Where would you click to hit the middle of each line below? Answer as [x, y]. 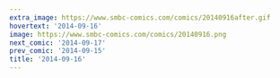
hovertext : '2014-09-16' [56, 26]
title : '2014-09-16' [48, 59]
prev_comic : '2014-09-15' [57, 51]
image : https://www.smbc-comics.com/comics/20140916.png [118, 34]
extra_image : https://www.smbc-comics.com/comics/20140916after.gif [140, 17]
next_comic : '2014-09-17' [57, 43]
